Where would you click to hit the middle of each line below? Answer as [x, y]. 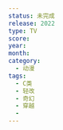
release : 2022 [32, 23]
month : [19, 53]
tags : [17, 76]
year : [17, 46]
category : [25, 61]
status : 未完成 [31, 16]
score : [19, 38]
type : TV [23, 31]
